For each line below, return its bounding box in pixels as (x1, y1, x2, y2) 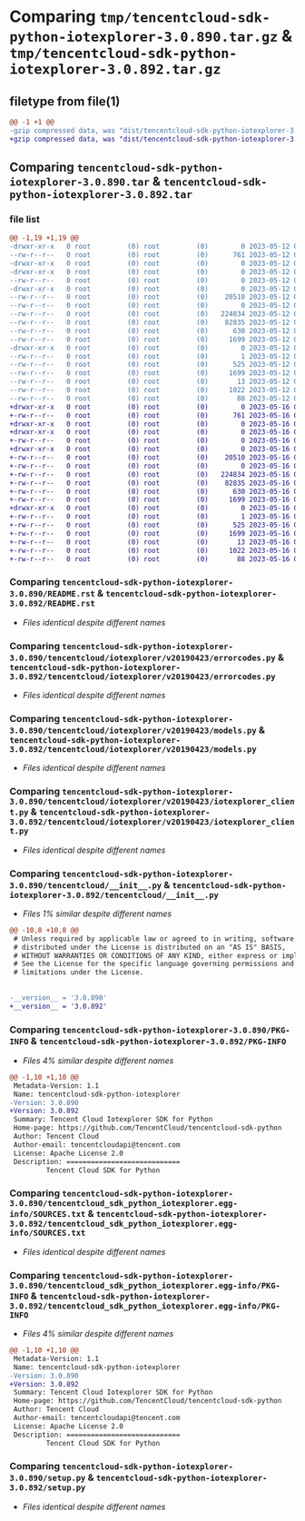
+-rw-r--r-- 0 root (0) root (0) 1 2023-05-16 (9, 512, 290, 521)
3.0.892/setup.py (9, 1483, 86, 1493)
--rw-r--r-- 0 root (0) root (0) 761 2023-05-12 (9, 251, 290, 260)
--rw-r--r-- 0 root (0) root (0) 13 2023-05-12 (9, 377, 290, 387)
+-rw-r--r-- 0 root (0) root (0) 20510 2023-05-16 (9, 453, 290, 462)
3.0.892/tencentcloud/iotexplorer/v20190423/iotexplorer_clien (9, 817, 295, 827)
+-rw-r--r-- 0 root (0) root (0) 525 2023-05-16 (9, 520, 290, 530)
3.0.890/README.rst (9, 588, 95, 599)
